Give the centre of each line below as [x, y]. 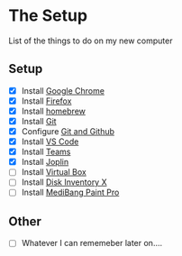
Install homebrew [54, 111]
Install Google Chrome [63, 90]
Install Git [39, 121]
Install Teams [46, 152]
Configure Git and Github [68, 131]
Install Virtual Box [54, 172]
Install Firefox [46, 101]
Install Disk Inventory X [64, 182]
